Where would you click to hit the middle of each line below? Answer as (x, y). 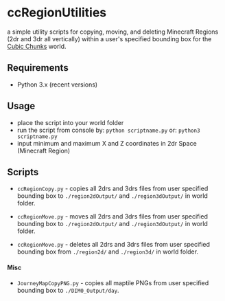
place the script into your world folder (70, 122)
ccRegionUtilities (57, 13)
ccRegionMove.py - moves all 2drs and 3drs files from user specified (112, 216)
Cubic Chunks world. (37, 46)
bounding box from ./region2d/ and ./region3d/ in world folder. (108, 252)
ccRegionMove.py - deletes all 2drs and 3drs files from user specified (114, 245)
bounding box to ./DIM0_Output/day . (68, 290)
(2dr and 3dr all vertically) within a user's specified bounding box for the (109, 38)
